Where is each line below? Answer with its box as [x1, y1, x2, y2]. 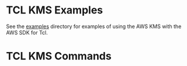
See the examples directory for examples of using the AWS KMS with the [6, 23, 182, 30]
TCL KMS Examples [6, 4, 103, 17]
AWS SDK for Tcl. [6, 29, 48, 36]
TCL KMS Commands [6, 50, 112, 63]
